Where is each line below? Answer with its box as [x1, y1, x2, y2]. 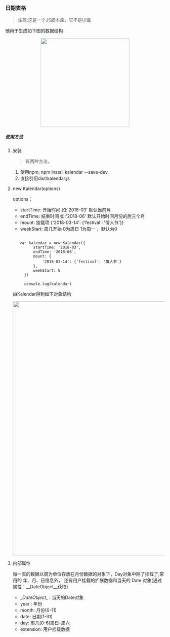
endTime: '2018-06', [33, 249, 77, 254]
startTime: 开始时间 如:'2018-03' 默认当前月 [20, 207, 111, 213]
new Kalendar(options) [12, 185, 61, 192]
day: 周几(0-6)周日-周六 [20, 620, 70, 626]
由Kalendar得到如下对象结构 [12, 291, 72, 297]
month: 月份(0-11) [20, 607, 57, 613]
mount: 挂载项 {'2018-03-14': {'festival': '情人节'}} [20, 219, 124, 226]
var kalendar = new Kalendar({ [19, 240, 86, 246]
